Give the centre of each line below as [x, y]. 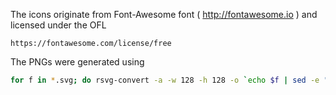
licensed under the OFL [58, 25]
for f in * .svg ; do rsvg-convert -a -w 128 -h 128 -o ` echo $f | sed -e [165, 80]
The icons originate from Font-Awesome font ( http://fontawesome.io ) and [164, 14]
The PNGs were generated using [77, 62]
